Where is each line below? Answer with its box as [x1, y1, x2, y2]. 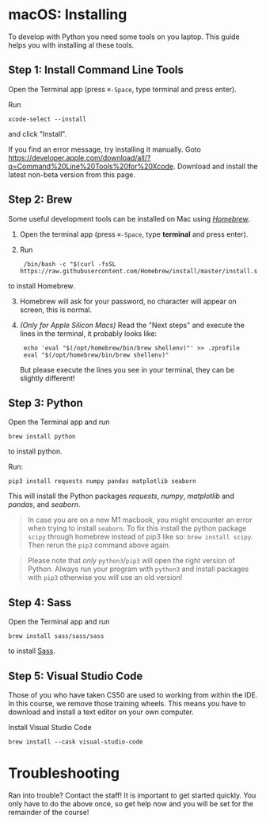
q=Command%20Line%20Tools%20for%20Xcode [8, 161, 174, 171]
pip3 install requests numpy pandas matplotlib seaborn [8, 477, 196, 485]
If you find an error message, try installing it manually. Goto [8, 145, 202, 154]
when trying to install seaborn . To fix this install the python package [27, 524, 247, 533]
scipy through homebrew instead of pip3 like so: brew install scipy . [27, 532, 253, 542]
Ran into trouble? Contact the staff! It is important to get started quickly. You [8, 790, 256, 800]
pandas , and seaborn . [8, 500, 81, 509]
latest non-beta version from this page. [8, 169, 136, 180]
